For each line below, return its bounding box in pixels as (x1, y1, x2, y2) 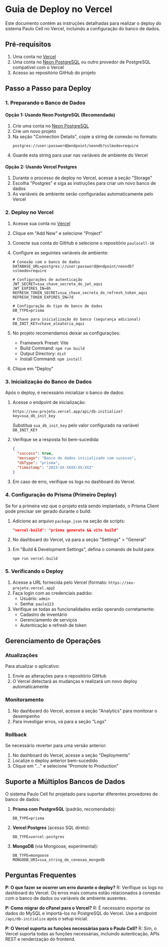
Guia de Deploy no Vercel (5, 4, 112, 15)
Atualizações (5, 652, 38, 659)
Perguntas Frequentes (5, 871, 77, 880)
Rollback (5, 731, 27, 738)
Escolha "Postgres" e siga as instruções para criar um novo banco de (12, 180, 156, 186)
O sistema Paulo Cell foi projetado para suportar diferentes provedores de (5, 791, 158, 797)
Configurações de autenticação (17, 277, 83, 282)
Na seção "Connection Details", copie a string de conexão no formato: (12, 133, 158, 140)
